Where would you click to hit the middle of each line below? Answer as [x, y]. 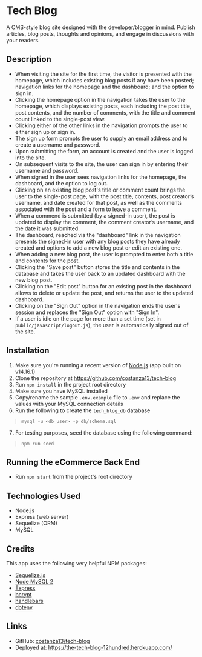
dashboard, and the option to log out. [61, 183]
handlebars [29, 601]
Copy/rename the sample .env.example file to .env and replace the [97, 397]
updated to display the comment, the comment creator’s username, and [104, 222]
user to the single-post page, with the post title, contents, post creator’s [104, 196]
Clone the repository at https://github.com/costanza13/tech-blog [96, 378]
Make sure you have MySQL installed [61, 391]
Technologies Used [43, 495]
